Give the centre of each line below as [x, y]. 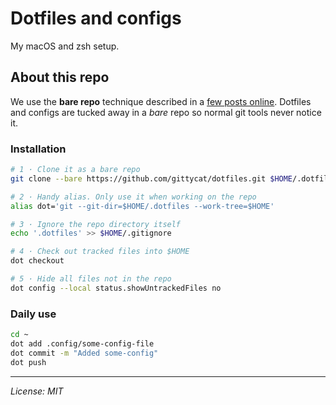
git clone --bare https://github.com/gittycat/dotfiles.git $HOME [151, 178]
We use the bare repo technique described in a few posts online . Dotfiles [161, 101]
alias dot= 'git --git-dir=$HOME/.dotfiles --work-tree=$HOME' [142, 206]
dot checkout [37, 261]
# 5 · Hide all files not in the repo [91, 279]
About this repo [60, 77]
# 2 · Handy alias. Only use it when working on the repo [133, 197]
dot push [28, 362]
